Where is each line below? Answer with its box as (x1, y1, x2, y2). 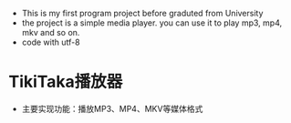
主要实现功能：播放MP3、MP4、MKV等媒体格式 (21, 103, 203, 114)
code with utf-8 (21, 36, 80, 47)
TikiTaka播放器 (8, 72, 123, 92)
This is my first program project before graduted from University (21, 8, 264, 18)
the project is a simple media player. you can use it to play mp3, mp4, (21, 17, 283, 28)
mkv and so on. (21, 27, 80, 37)
